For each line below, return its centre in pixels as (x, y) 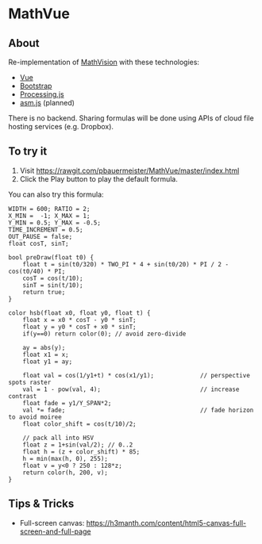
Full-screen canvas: (52, 523)
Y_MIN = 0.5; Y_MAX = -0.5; (55, 223)
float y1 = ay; (48, 362)
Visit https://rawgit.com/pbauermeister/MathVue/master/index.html (129, 170)
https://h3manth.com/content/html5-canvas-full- (166, 523)
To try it (28, 151)
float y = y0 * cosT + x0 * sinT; (79, 327)
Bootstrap (36, 86)
